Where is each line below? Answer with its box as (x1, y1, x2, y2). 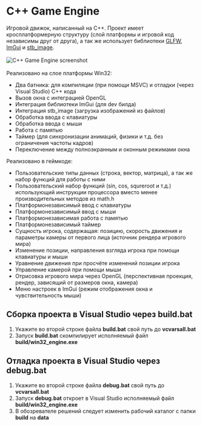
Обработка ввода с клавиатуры (15, 113, 98, 121)
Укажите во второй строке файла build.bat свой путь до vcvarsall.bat (15, 325, 196, 333)
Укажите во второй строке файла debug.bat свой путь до (15, 381, 165, 389)
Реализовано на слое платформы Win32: (6, 69, 112, 76)
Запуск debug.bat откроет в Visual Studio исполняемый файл (15, 394, 175, 402)
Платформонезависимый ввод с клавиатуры (15, 201, 132, 209)
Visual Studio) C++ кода (15, 87, 76, 95)
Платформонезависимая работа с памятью (15, 214, 129, 221)
